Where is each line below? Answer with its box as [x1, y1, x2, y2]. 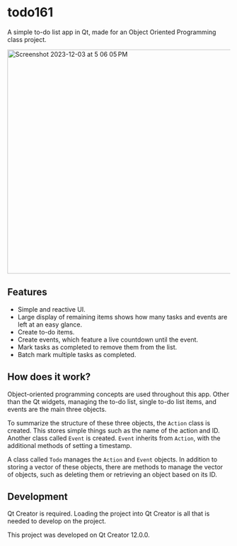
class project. [7, 35, 47, 43]
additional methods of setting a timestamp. [7, 441, 132, 449]
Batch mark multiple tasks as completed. [17, 350, 137, 359]
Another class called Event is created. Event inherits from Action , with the [7, 434, 221, 442]
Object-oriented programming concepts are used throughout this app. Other [7, 390, 230, 398]
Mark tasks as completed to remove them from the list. [17, 342, 178, 351]
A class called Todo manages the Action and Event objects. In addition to [7, 455, 218, 464]
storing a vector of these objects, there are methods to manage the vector [7, 462, 224, 471]
